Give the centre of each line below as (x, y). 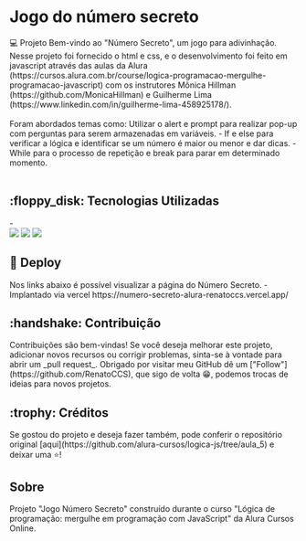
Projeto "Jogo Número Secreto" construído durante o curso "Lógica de (142, 509)
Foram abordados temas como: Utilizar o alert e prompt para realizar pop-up (153, 123)
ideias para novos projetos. (60, 384)
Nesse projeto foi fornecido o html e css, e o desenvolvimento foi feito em (148, 56)
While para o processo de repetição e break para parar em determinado (145, 153)
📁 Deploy (36, 263)
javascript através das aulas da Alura (79, 65)
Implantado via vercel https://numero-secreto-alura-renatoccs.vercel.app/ (149, 294)
